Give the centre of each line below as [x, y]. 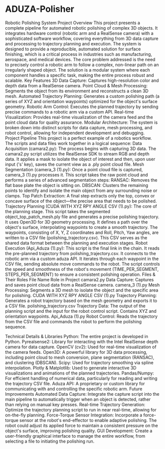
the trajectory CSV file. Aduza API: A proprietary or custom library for [75, 383]
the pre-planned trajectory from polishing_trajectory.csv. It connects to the [81, 253]
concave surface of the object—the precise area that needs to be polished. [81, 201]
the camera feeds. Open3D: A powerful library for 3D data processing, [76, 352]
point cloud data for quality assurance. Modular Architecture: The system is [82, 122]
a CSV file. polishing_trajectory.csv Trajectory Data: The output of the [75, 306]
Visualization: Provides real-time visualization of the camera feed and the [79, 117]
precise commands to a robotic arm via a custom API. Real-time [69, 112]
